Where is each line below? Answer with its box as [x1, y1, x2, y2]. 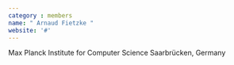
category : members [8, 11, 73, 20]
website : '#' [8, 26, 52, 34]
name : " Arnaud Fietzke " [8, 19, 94, 27]
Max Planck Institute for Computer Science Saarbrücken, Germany [8, 48, 226, 58]
